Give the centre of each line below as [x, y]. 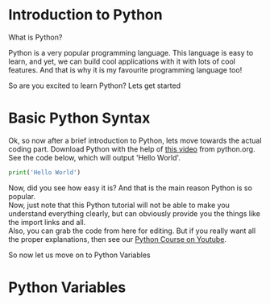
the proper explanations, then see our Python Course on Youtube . [118, 239]
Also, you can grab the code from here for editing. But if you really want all [132, 231]
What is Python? [35, 37]
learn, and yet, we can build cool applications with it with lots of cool [122, 61]
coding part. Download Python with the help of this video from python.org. [132, 149]
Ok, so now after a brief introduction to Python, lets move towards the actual [135, 140]
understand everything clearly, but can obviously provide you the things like [134, 213]
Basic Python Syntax [79, 118]
